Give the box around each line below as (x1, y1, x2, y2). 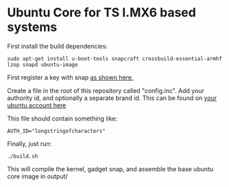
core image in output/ (7, 172, 69, 180)
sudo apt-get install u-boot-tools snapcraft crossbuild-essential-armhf (7, 55, 223, 62)
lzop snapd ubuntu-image (7, 61, 78, 68)
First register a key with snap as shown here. (7, 73, 134, 82)
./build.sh (7, 153, 38, 160)
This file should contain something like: (7, 114, 118, 123)
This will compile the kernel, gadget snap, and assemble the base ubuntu (7, 164, 214, 173)
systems (7, 19, 58, 35)
